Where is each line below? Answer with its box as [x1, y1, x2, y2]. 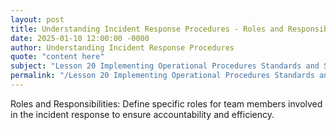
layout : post [10, 14, 65, 25]
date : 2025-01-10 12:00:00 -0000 [10, 33, 150, 43]
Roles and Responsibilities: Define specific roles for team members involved [10, 97, 323, 110]
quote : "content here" [10, 52, 105, 62]
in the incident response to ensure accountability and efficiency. [10, 108, 275, 120]
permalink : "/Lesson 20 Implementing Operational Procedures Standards [10, 71, 315, 81]
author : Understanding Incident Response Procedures [10, 42, 235, 53]
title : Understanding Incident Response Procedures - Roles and [10, 24, 284, 34]
